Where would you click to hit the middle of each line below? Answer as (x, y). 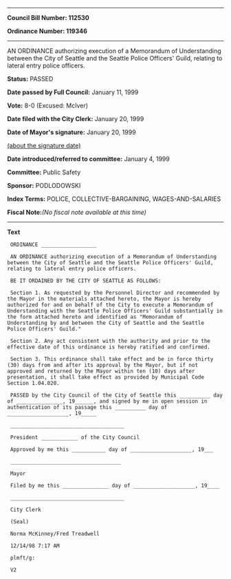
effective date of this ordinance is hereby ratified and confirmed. (109, 347)
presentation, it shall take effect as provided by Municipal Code (106, 377)
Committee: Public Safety (44, 172)
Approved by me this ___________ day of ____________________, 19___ (112, 450)
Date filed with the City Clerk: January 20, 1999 (76, 119)
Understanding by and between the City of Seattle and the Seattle (106, 323)
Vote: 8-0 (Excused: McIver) (47, 105)
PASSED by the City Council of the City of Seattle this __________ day (117, 395)
